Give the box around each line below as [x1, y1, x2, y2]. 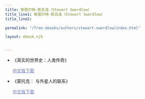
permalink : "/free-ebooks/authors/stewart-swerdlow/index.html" [5, 25, 141, 30]
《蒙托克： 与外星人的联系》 [12, 78, 70, 84]
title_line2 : [5, 16, 32, 21]
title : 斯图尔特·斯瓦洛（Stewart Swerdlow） [5, 7, 92, 12]
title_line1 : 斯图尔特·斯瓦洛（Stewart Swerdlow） [5, 12, 105, 17]
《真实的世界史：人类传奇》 [12, 57, 69, 63]
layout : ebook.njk [5, 34, 43, 40]
